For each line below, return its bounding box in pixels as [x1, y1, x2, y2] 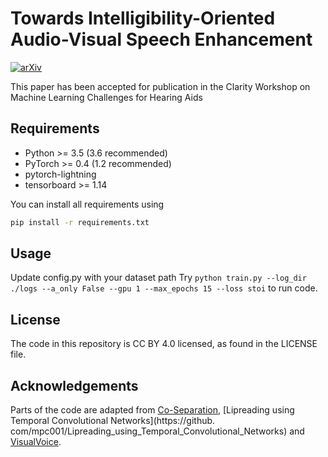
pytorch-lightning [24, 168, 97, 180]
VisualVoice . [10, 436, 62, 448]
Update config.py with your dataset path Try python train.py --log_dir [10, 272, 307, 284]
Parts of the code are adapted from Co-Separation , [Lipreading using [10, 404, 295, 416]
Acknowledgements [10, 377, 139, 394]
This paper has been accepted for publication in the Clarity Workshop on [10, 80, 311, 92]
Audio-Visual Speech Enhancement [10, 28, 313, 51]
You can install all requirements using [10, 198, 165, 210]
